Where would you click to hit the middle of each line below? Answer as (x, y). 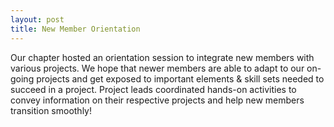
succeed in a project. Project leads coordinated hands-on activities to (153, 89)
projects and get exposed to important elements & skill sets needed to (180, 78)
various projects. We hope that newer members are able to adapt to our (157, 68)
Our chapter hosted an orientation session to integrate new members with (162, 57)
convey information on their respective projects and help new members (157, 100)
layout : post (37, 19)
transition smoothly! (51, 110)
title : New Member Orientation (75, 29)
